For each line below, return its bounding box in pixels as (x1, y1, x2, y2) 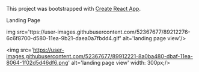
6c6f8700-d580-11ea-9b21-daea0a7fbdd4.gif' (6, 35, 121, 41)
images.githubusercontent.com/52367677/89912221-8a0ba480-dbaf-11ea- (6, 53, 194, 59)
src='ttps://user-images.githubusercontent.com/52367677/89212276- (17, 28, 191, 35)
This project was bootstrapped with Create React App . (6, 5, 141, 12)
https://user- (32, 46, 64, 53)
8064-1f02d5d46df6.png (6, 59, 69, 66)
